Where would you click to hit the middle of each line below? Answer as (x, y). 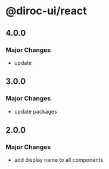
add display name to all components (59, 160)
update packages (35, 111)
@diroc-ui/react (46, 11)
